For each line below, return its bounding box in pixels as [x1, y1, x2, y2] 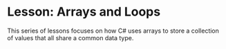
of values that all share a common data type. [7, 33, 134, 42]
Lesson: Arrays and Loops [7, 4, 161, 20]
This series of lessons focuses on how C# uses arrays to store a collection [7, 27, 220, 35]
